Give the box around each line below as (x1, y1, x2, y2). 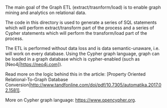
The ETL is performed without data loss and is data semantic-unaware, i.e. (5, 45, 160, 51)
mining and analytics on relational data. (5, 10, 87, 16)
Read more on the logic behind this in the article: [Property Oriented (5, 71, 146, 77)
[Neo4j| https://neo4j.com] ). (5, 62, 63, 67)
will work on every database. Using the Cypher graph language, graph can (5, 50, 160, 57)
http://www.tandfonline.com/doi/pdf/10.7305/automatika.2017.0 (30, 82, 162, 88)
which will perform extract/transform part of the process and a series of (5, 25, 154, 31)
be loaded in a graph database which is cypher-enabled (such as (5, 56, 140, 62)
